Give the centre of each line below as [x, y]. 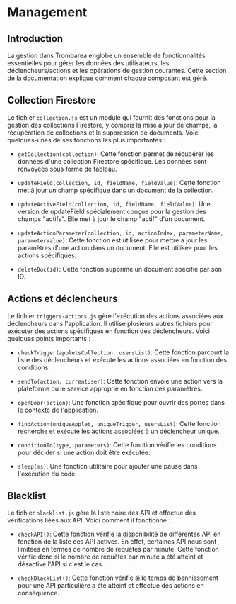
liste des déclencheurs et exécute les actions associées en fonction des [122, 359]
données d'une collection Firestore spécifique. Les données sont [112, 161]
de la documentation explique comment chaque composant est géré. [108, 78]
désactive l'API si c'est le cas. [60, 564]
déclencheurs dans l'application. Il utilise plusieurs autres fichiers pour [110, 323]
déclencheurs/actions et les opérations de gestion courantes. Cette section [117, 71]
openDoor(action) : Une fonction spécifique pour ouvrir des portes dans [121, 402]
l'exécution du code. [47, 474]
